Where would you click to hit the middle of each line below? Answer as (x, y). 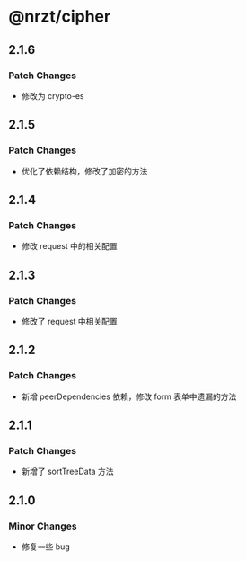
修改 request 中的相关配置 (69, 246)
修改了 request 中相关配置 (69, 321)
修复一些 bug (46, 547)
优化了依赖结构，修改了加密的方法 (84, 171)
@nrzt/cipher (60, 17)
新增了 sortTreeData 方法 (67, 472)
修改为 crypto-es (53, 95)
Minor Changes (43, 526)
